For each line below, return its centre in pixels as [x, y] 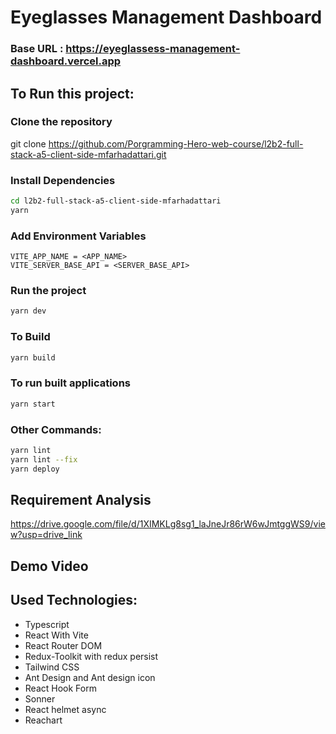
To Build [30, 337]
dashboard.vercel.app [66, 61]
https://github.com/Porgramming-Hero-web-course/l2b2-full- [176, 143]
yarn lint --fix [44, 459]
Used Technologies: [74, 600]
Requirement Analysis [81, 499]
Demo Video [49, 566]
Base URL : [37, 49]
